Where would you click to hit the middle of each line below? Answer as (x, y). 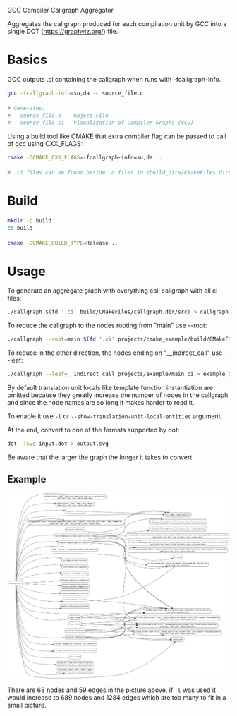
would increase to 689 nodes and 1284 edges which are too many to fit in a (117, 697)
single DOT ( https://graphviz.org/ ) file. (63, 31)
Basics (28, 60)
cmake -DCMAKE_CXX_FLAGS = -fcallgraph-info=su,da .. (85, 158)
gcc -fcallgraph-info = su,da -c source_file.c (75, 93)
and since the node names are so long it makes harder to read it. (101, 402)
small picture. (27, 705)
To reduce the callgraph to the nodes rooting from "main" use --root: (107, 326)
